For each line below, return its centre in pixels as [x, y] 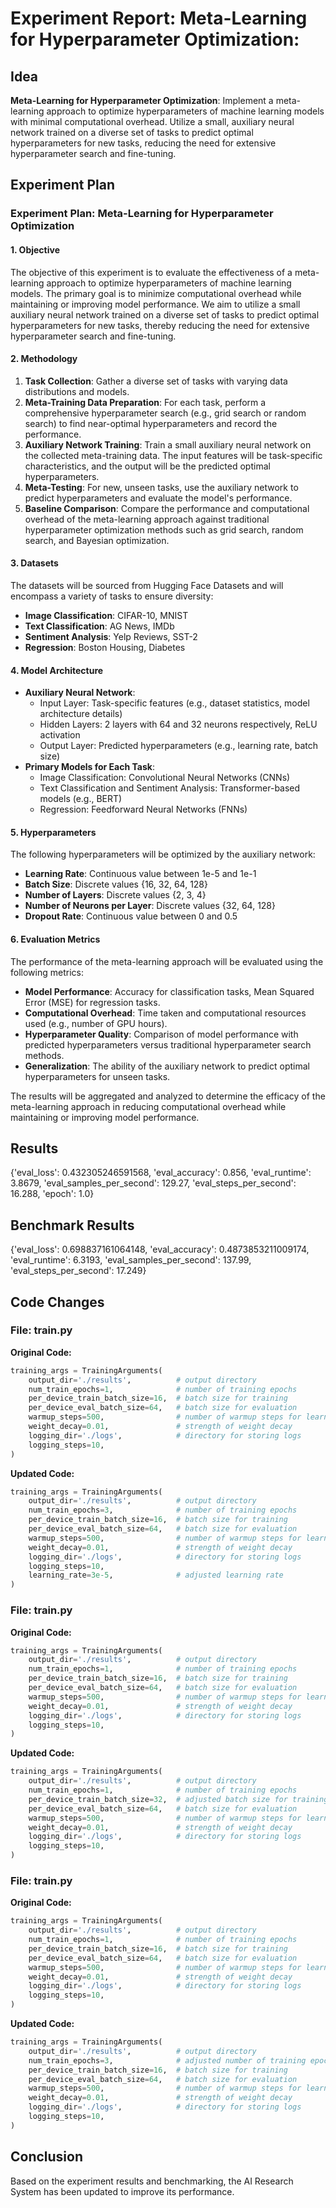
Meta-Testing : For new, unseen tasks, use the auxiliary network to [161, 487]
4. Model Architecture [57, 670]
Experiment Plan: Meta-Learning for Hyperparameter [142, 214]
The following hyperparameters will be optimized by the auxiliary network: [163, 854]
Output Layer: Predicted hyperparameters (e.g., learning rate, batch [179, 746]
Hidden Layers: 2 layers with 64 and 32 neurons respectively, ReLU [178, 724]
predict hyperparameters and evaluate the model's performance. [158, 498]
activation [60, 735]
